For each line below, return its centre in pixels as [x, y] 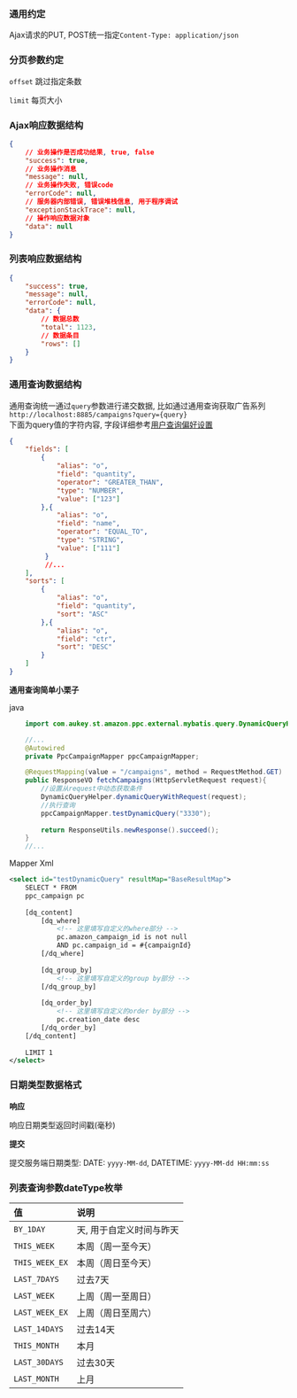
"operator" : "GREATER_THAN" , [110, 482]
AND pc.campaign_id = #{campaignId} [124, 945]
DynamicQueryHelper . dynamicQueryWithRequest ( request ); [144, 797]
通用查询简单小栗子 [44, 689]
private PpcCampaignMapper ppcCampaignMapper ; [112, 756]
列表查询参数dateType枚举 [66, 1187]
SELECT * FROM [51, 888]
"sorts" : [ [45, 581]
